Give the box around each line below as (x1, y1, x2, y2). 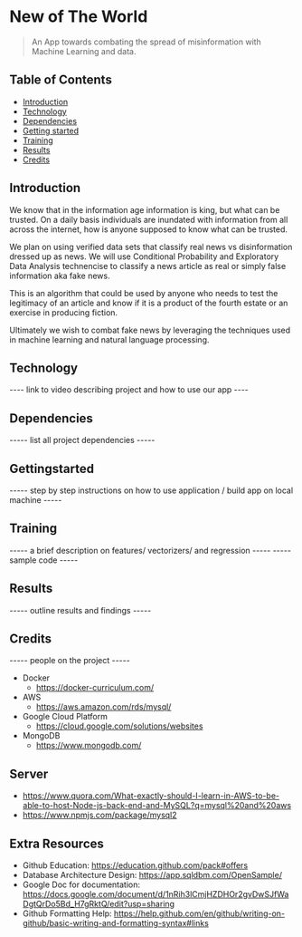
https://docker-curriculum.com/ (35, 682, 155, 693)
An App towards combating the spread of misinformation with (31, 36, 262, 47)
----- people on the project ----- (9, 655, 131, 666)
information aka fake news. (9, 270, 110, 281)
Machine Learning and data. (31, 45, 137, 56)
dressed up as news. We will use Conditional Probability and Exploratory (9, 251, 279, 262)
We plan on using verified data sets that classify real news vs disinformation (9, 241, 293, 252)
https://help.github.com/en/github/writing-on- (113, 908, 286, 919)
